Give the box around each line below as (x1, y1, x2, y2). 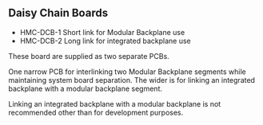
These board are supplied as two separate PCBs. (8, 51, 169, 61)
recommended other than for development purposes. (8, 107, 184, 117)
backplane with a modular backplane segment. (8, 84, 162, 93)
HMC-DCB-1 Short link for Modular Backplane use (19, 27, 185, 37)
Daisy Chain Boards (8, 6, 109, 20)
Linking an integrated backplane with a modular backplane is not (8, 99, 221, 108)
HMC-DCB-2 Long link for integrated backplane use (19, 36, 191, 45)
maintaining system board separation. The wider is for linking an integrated (8, 75, 256, 84)
